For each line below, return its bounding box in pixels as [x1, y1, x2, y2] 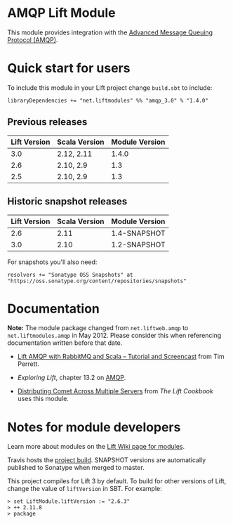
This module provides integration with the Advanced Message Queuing [7, 28, 213, 37]
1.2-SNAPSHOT [111, 240, 166, 249]
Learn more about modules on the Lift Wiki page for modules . [7, 443, 185, 451]
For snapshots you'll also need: [7, 258, 98, 266]
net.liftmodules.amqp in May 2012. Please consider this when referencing [7, 332, 222, 340]
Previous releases [7, 116, 88, 128]
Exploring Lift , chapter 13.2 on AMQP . [17, 374, 126, 382]
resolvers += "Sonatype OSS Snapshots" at [7, 271, 133, 278]
